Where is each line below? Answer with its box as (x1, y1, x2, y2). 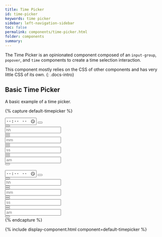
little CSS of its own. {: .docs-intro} (5, 71, 74, 78)
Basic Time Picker (5, 86, 60, 94)
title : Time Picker (5, 7, 44, 12)
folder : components (5, 34, 44, 39)
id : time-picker (5, 12, 38, 16)
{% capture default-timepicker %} (5, 108, 73, 114)
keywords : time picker (5, 16, 51, 21)
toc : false (5, 25, 27, 30)
